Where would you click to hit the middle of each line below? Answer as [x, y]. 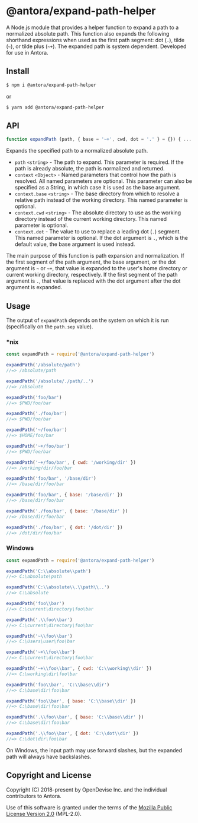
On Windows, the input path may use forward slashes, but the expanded [94, 750]
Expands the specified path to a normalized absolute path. [77, 151]
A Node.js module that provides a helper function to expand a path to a [92, 27]
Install [18, 72]
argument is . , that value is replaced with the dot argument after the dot [93, 281]
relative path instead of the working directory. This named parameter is [101, 200]
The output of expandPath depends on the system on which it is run [88, 320]
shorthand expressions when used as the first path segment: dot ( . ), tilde [95, 40]
